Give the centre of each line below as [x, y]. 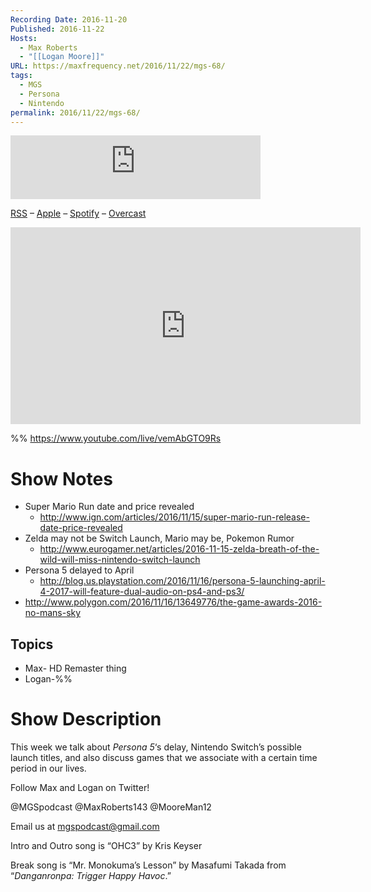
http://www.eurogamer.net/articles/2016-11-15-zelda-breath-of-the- [179, 549]
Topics [32, 644]
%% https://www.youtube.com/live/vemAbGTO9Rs [116, 438]
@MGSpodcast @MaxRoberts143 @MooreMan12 [111, 807]
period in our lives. [48, 768]
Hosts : [24, 38]
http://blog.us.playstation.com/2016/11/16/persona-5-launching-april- [182, 581]
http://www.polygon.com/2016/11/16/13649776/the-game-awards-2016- [173, 602]
